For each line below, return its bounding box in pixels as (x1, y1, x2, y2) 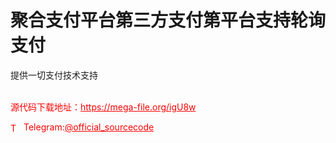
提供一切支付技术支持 (10, 69, 98, 81)
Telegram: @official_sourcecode (23, 121, 155, 133)
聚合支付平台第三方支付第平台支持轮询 (10, 9, 327, 32)
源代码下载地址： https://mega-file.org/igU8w (10, 101, 197, 113)
